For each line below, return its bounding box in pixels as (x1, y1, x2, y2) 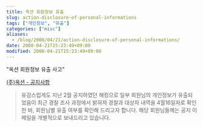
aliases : (6, 31, 28, 37)
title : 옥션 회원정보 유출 (6, 8, 64, 15)
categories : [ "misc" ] (6, 25, 61, 32)
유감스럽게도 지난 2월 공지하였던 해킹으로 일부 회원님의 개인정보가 (21, 91, 177, 99)
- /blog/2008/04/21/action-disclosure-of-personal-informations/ (12, 37, 181, 43)
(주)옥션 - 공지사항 (6, 78, 50, 85)
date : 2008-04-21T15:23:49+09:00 (6, 43, 91, 49)
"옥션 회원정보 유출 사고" (6, 65, 65, 73)
